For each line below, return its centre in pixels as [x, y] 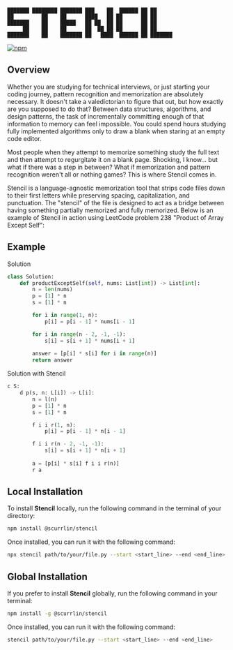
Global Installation [48, 576]
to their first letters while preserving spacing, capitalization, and [98, 195]
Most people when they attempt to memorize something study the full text [113, 152]
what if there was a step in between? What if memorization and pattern [109, 167]
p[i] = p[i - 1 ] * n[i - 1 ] [85, 431]
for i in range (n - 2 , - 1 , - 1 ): [79, 334]
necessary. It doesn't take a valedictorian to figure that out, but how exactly [115, 101]
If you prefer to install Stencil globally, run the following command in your [112, 593]
